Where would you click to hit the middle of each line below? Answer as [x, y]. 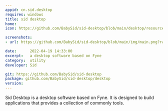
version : [14, 83]
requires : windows [24, 14]
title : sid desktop [25, 19]
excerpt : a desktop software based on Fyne [53, 55]
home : [11, 24]
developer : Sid [21, 65]
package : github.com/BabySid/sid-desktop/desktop [58, 79]
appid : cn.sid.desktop [29, 10]
